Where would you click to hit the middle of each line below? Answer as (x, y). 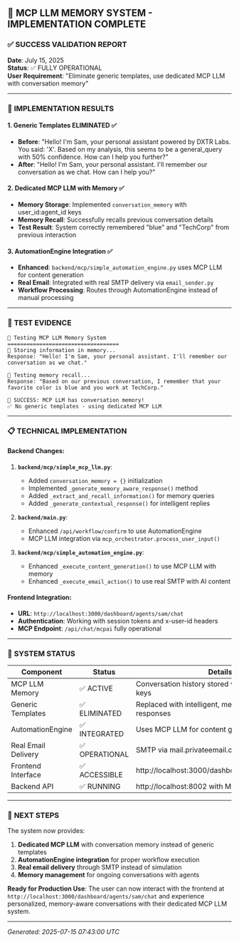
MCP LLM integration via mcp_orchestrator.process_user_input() (124, 538)
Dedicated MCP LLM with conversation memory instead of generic (116, 844)
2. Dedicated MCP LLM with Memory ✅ (66, 188)
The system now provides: (46, 831)
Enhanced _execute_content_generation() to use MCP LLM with (122, 566)
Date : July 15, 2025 (36, 60)
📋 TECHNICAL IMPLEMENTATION (67, 431)
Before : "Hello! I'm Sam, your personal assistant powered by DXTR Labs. (124, 141)
